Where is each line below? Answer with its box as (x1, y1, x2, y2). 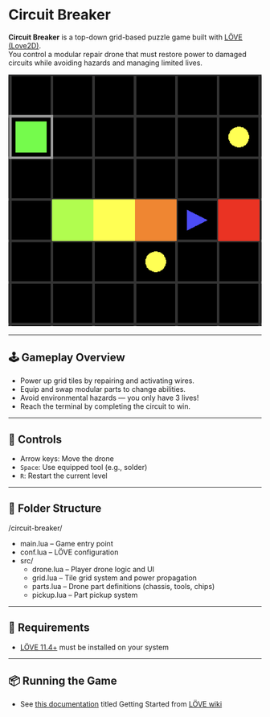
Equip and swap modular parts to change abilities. (19, 385, 186, 394)
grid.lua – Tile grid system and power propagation (31, 573, 197, 583)
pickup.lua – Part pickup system (31, 590, 138, 600)
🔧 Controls (8, 432, 63, 446)
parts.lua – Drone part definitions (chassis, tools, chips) (31, 581, 215, 591)
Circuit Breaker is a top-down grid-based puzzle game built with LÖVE (8, 32, 243, 42)
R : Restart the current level (19, 471, 108, 480)
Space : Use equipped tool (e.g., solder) (19, 462, 148, 472)
